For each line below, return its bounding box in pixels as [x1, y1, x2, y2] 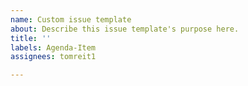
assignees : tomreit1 [10, 52, 97, 62]
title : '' [10, 33, 52, 43]
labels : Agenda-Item [10, 42, 97, 53]
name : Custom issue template [10, 14, 132, 25]
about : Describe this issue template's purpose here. [10, 24, 240, 34]
